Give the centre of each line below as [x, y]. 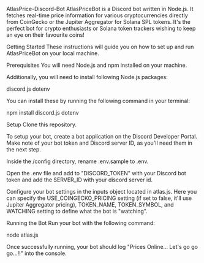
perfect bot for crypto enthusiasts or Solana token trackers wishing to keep [101, 28]
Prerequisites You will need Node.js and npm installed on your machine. [97, 65]
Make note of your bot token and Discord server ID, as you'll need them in [100, 143]
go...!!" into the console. [37, 253]
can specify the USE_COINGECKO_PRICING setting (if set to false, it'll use [99, 198]
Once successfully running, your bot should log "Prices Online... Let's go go [102, 247]
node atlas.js [22, 235]
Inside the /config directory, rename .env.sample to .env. [77, 161]
